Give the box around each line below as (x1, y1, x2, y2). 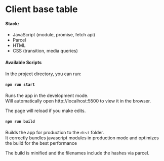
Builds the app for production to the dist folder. (5, 130, 104, 135)
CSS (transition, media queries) (12, 48, 78, 54)
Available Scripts (5, 59, 42, 65)
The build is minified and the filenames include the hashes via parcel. (5, 150, 149, 156)
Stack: (5, 20, 19, 26)
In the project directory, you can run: (5, 71, 81, 77)
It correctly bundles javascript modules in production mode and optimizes (5, 135, 159, 141)
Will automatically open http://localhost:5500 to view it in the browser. (5, 97, 151, 104)
